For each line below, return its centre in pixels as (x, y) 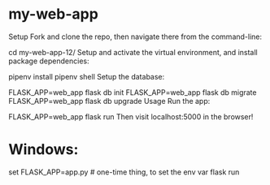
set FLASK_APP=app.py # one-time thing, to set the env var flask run (124, 172)
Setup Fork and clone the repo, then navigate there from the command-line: (135, 37)
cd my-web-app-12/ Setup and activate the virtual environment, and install (133, 52)
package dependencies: (49, 61)
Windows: (44, 150)
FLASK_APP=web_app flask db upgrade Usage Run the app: (109, 101)
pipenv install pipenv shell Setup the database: (87, 76)
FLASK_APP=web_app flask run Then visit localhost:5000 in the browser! (131, 116)
